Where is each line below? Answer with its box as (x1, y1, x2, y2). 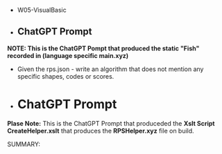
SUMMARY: (7, 139, 40, 148)
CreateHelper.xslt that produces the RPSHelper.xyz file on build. (7, 126, 194, 135)
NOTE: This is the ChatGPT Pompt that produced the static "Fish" (7, 44, 200, 52)
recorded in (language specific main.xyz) (7, 51, 129, 59)
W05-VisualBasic (17, 6, 67, 14)
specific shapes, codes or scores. (17, 72, 114, 80)
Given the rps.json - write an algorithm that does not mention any (17, 65, 204, 73)
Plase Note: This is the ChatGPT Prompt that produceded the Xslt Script (7, 119, 215, 127)
